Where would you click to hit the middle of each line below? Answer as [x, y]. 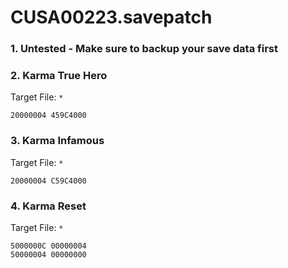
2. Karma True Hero [59, 76]
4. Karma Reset [48, 206]
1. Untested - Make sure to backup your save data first [144, 49]
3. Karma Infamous [57, 141]
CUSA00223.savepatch [111, 17]
